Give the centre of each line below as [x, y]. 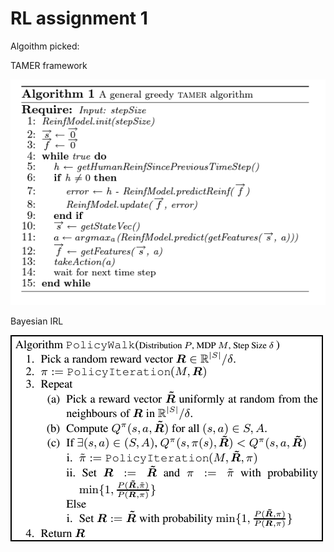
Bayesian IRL [37, 321]
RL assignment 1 [79, 18]
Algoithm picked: [45, 46]
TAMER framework [49, 65]
